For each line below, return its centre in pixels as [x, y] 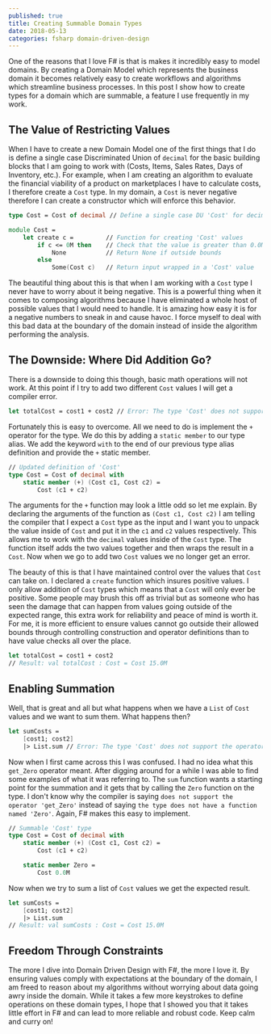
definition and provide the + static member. [79, 452]
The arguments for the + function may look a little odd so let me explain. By [133, 505]
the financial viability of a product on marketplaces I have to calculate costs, [135, 183]
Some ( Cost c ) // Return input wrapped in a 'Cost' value [152, 267]
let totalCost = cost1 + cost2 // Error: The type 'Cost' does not [124, 411]
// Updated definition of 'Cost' [65, 467]
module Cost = [32, 230]
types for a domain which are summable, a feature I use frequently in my [129, 96]
